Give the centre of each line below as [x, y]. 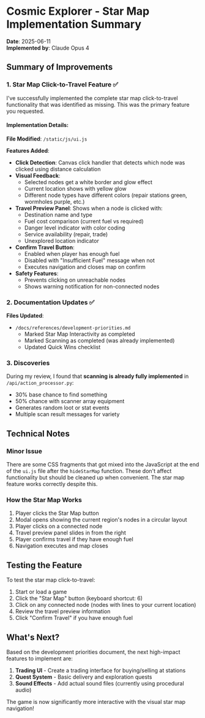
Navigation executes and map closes [61, 546]
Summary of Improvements [60, 67]
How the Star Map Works [44, 500]
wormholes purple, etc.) [54, 201]
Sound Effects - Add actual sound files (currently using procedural [100, 684]
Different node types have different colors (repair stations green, [106, 195]
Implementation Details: [38, 125]
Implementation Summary [74, 24]
